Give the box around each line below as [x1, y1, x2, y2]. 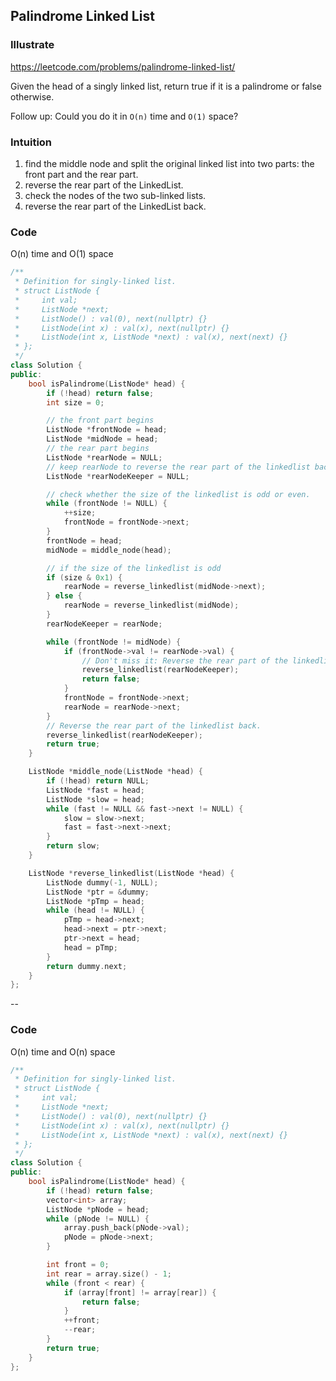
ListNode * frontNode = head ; [46, 425, 168, 435]
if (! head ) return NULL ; [46, 776, 150, 786]
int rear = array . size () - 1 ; [46, 1269, 172, 1279]
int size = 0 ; [46, 397, 105, 408]
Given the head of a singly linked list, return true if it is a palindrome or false [10, 80, 323, 92]
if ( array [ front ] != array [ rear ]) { [63, 1287, 217, 1298]
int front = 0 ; [46, 1260, 110, 1270]
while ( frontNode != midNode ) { [46, 637, 182, 647]
